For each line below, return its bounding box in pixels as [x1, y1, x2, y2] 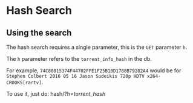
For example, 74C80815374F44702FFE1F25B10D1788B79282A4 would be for [6, 67, 182, 74]
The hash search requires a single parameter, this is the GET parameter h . [6, 43, 188, 51]
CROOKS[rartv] [6, 80, 42, 86]
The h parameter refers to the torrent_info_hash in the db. [6, 55, 152, 62]
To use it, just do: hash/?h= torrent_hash [6, 90, 106, 97]
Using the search [6, 28, 72, 38]
